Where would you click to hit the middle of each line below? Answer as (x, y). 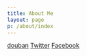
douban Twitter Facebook (43, 46)
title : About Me (30, 13)
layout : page (26, 20)
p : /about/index (30, 26)
